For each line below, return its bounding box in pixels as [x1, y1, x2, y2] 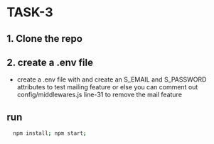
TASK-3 [6, 4, 54, 21]
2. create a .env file [6, 56, 94, 68]
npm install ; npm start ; [13, 130, 87, 137]
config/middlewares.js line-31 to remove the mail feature [16, 90, 183, 99]
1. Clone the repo [6, 33, 83, 45]
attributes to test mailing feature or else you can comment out [16, 83, 198, 92]
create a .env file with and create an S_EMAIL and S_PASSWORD [16, 75, 207, 84]
